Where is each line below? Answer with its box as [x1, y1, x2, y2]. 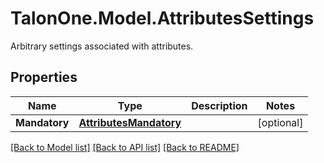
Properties [10, 69, 78, 86]
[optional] [257, 115, 304, 129]
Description [191, 98, 248, 112]
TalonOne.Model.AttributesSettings [10, 7, 315, 30]
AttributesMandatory [78, 115, 182, 129]
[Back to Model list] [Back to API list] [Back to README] [10, 141, 240, 153]
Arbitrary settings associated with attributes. [10, 40, 194, 52]
